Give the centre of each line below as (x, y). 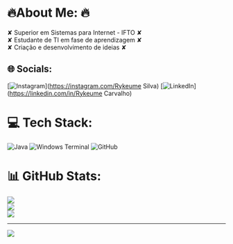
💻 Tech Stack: (50, 122)
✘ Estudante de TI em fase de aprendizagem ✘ (75, 40)
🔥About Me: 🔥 (49, 13)
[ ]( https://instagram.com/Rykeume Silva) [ (85, 86)
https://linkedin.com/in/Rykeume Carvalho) (71, 93)
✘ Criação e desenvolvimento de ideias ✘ (67, 47)
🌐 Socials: (30, 69)
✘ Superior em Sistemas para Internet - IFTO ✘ (75, 32)
